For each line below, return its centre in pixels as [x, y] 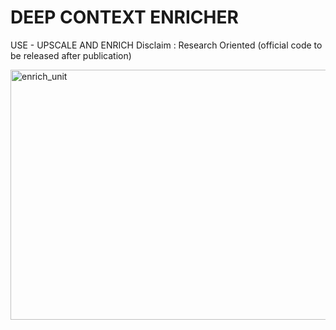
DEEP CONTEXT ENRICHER [124, 17]
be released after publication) [71, 55]
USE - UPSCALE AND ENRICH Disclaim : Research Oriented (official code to [166, 45]
